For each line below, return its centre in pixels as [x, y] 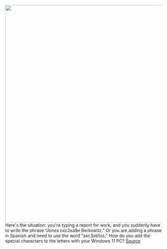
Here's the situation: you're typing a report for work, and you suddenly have [83, 225]
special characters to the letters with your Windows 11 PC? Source [73, 241]
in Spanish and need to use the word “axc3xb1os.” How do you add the [78, 236]
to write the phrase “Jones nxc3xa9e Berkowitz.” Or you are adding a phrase [83, 230]
